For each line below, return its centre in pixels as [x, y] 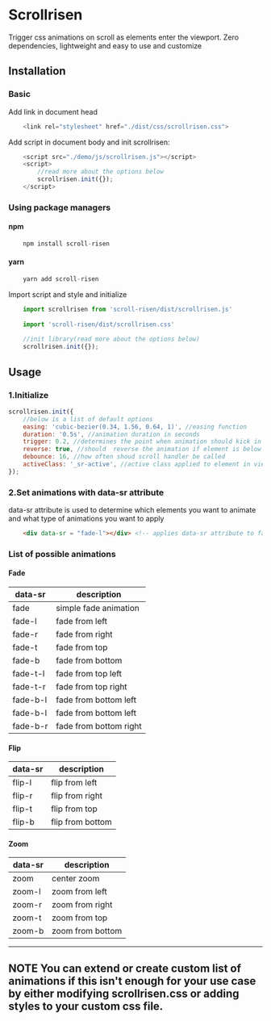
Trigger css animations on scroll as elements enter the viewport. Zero [124, 37]
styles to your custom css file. [86, 1006]
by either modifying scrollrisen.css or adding [124, 993]
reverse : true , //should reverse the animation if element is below [142, 450]
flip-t [23, 809]
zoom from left [79, 892]
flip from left [74, 783]
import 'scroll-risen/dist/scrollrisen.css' [99, 324]
